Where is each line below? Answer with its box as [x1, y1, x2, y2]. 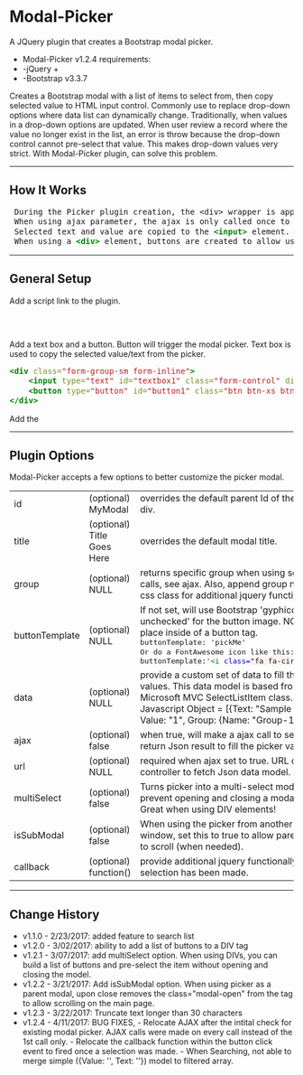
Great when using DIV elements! [139, 803, 277, 816]
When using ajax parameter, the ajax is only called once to [14, 217, 290, 227]
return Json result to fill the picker [139, 740, 283, 752]
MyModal [88, 503, 129, 516]
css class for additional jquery [139, 589, 268, 602]
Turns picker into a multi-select [139, 781, 273, 793]
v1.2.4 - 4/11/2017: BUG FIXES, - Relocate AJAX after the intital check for [22, 1016, 292, 1027]
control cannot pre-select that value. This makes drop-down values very [9, 138, 279, 149]
